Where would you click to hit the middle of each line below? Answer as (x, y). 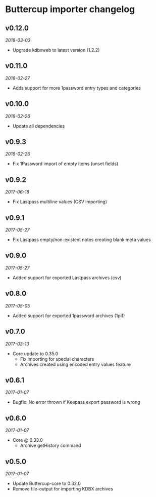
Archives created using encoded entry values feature (75, 364)
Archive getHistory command (50, 446)
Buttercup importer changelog (70, 9)
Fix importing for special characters (57, 359)
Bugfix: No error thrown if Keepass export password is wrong (76, 402)
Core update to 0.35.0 (35, 354)
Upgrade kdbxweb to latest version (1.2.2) (56, 50)
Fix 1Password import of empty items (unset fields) (65, 164)
